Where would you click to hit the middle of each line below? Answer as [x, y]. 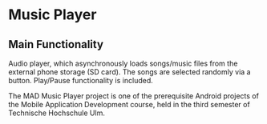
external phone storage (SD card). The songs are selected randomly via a [129, 72]
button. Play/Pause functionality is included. [81, 80]
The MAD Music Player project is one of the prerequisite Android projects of [133, 96]
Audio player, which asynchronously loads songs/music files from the [123, 63]
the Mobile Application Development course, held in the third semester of [129, 104]
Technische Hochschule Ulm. [57, 113]
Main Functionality [56, 44]
